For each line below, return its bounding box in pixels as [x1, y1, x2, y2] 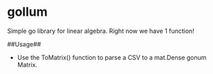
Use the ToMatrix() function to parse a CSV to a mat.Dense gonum [17, 53, 207, 62]
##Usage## [7, 40, 41, 48]
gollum [7, 4, 48, 20]
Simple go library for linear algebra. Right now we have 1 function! [7, 27, 195, 35]
